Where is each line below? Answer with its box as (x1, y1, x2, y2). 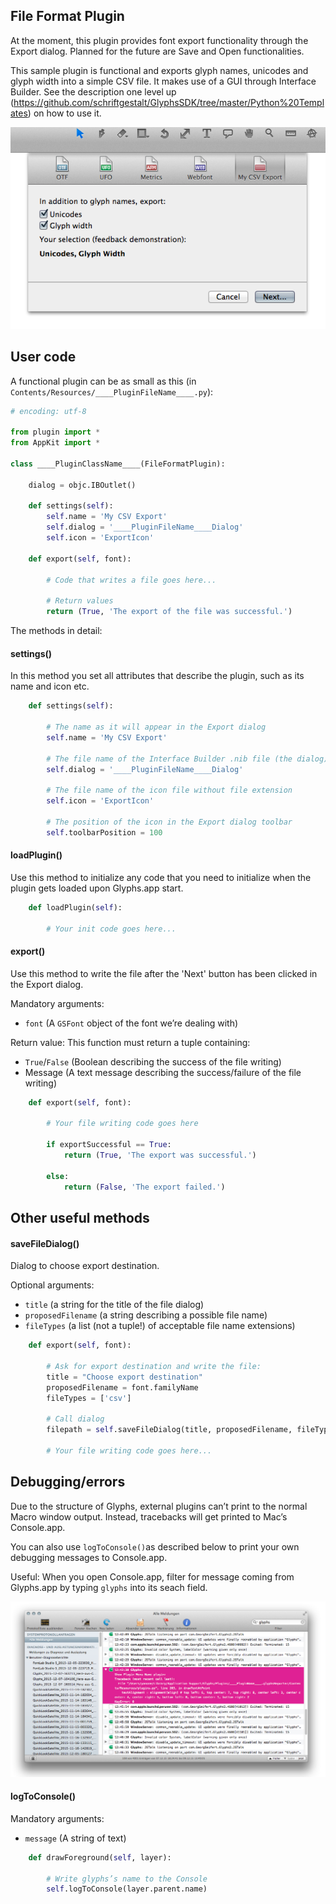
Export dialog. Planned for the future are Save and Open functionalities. (10, 45, 305, 57)
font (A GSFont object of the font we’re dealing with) (24, 1017, 239, 1029)
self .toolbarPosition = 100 (46, 827, 163, 838)
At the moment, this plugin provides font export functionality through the (10, 34, 309, 46)
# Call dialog (46, 1414, 105, 1424)
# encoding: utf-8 (10, 406, 87, 416)
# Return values (46, 596, 114, 606)
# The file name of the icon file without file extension (46, 785, 293, 796)
